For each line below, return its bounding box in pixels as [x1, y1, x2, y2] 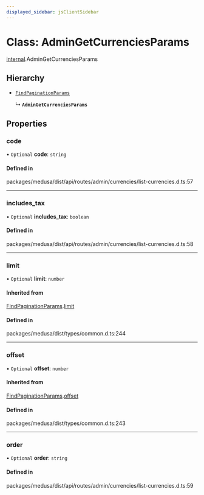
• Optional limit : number [6, 275, 65, 283]
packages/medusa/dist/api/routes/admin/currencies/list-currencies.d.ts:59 [6, 482, 194, 489]
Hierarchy [6, 72, 45, 83]
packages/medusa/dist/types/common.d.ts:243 [6, 420, 126, 427]
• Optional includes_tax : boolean [6, 212, 89, 220]
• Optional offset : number [6, 365, 69, 372]
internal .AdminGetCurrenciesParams [6, 55, 98, 63]
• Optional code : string [6, 150, 67, 158]
